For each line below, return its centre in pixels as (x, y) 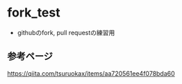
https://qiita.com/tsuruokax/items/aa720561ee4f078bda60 (91, 73)
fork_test (34, 13)
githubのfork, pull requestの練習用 (66, 32)
